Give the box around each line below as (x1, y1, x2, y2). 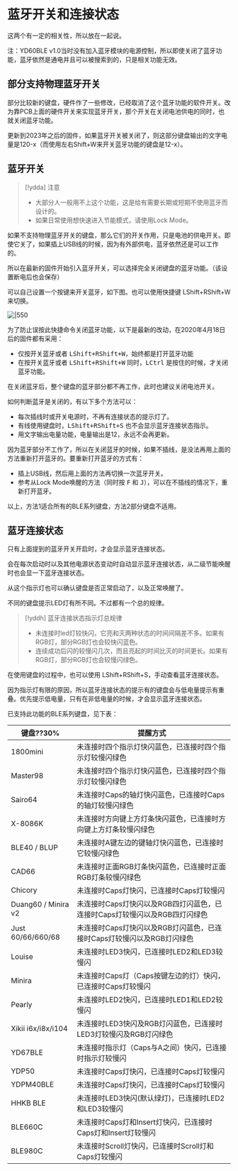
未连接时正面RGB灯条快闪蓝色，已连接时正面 (76, 862, 227, 872)
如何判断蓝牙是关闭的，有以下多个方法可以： (7, 397, 138, 405)
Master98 (11, 771, 44, 781)
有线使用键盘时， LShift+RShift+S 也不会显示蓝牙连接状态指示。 (17, 421, 212, 429)
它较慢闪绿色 (76, 849, 120, 859)
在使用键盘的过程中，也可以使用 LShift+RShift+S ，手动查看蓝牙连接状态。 (7, 671, 223, 679)
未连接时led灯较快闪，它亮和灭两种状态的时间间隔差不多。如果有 (35, 629, 225, 637)
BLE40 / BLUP (11, 842, 58, 852)
